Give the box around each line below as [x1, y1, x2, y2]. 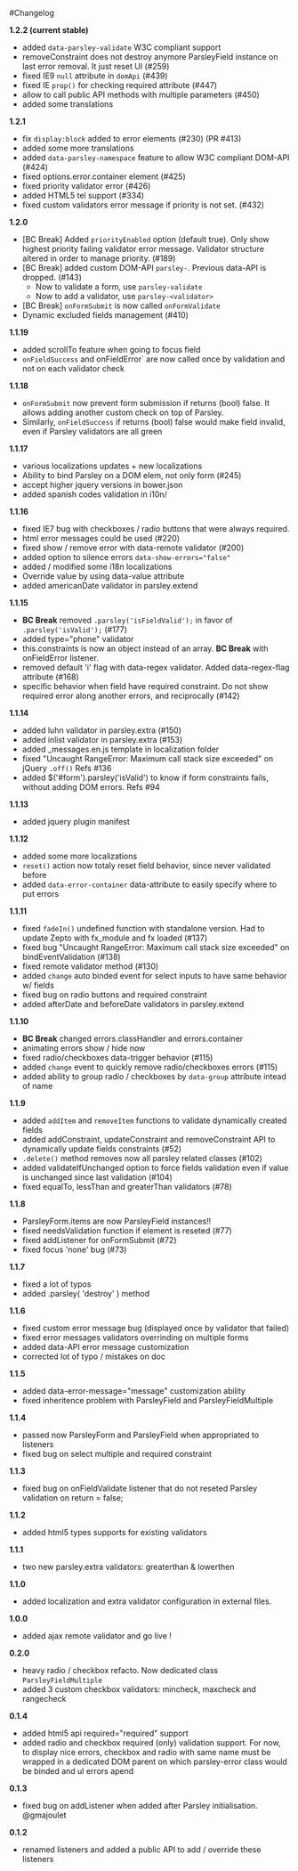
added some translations [21, 99, 114, 110]
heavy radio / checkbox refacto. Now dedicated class [21, 1665, 219, 1675]
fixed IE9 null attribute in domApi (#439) [21, 70, 168, 81]
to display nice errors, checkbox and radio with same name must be [21, 1747, 271, 1757]
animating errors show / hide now [21, 1043, 146, 1053]
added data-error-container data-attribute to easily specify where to [21, 879, 278, 890]
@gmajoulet [21, 1810, 67, 1820]
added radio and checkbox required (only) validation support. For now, [21, 1737, 281, 1748]
